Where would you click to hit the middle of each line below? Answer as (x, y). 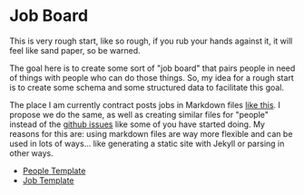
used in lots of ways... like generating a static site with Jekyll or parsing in (147, 143)
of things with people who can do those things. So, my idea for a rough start (152, 77)
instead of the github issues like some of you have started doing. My (137, 124)
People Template (54, 171)
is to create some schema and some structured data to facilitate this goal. (147, 87)
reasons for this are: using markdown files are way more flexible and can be (151, 133)
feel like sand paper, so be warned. (75, 50)
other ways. (32, 153)
